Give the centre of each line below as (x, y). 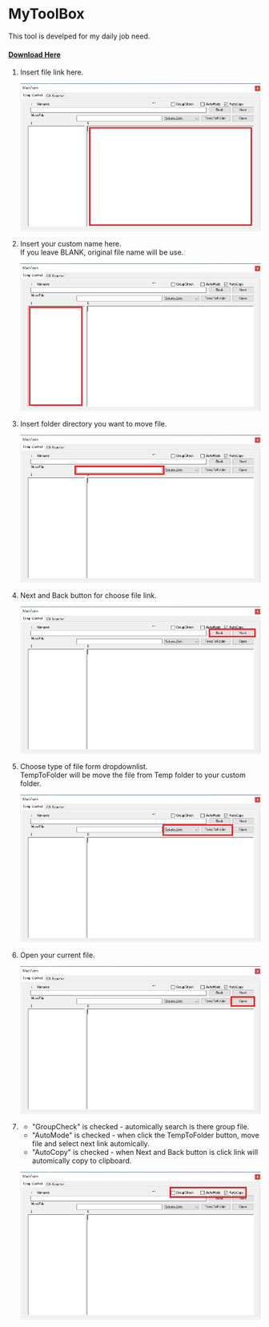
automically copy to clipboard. (82, 1161)
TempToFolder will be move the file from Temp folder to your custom (132, 775)
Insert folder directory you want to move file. (93, 423)
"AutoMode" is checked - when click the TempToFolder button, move (146, 1135)
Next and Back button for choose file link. (88, 595)
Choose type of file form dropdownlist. (84, 767)
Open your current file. (57, 955)
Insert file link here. (52, 72)
